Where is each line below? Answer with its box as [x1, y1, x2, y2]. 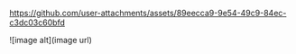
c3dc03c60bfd [9, 17, 66, 28]
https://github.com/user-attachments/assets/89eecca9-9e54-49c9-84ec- [9, 8, 287, 18]
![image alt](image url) [9, 35, 93, 45]
